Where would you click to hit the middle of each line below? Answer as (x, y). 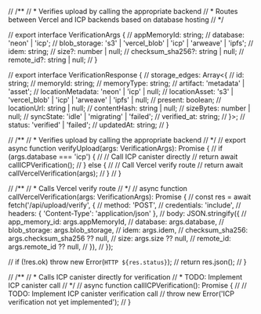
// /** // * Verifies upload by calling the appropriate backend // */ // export (127, 140)
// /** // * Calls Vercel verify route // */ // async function (98, 188)
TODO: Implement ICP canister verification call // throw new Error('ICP (121, 294)
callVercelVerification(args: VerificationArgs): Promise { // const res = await (130, 197)
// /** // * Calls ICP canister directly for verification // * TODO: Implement (125, 277)
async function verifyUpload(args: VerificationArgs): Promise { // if (116, 148)
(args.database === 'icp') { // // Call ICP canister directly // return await (123, 157)
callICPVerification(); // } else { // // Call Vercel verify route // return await (126, 165)
